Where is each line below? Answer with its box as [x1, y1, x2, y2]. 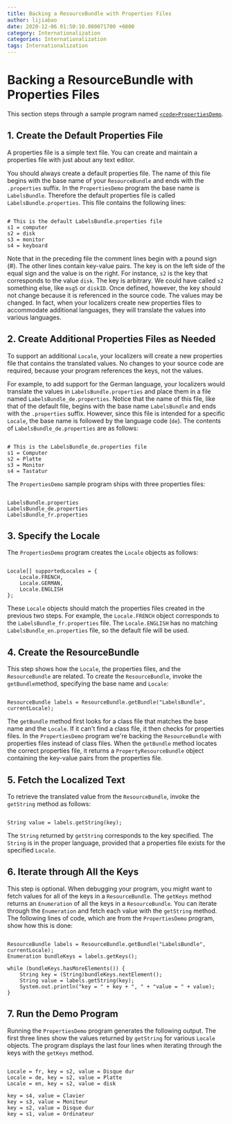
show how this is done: [7, 921, 73, 929]
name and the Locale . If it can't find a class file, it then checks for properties [7, 724, 224, 733]
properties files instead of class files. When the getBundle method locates [7, 739, 217, 748]
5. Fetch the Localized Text [7, 774, 126, 786]
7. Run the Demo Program [7, 1008, 119, 1020]
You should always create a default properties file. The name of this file [7, 169, 211, 177]
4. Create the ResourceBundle [7, 646, 140, 658]
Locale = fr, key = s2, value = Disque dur [7, 1068, 135, 1075]
